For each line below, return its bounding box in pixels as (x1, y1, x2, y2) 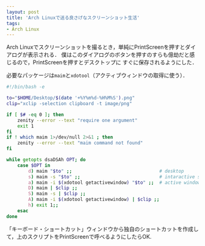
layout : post (6, 9, 40, 15)
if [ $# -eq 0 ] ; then (6, 111, 64, 118)
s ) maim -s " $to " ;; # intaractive (28, 173, 195, 180)
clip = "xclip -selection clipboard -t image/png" (6, 101, 132, 107)
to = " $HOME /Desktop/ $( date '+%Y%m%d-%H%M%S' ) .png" (6, 95, 135, 101)
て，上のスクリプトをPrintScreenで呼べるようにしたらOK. (6, 233, 152, 240)
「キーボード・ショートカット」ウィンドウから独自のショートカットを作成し (6, 225, 199, 233)
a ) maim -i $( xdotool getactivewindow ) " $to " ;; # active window (28, 179, 201, 186)
